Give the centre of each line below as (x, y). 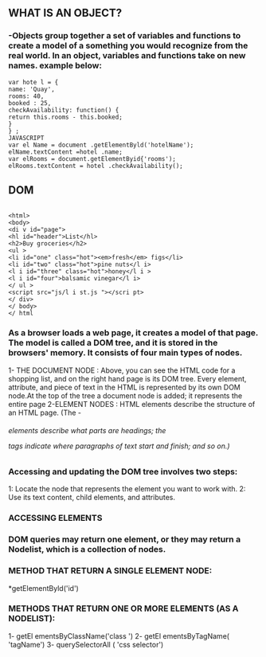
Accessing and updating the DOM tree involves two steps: (123, 471)
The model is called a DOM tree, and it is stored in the (113, 343)
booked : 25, (30, 103)
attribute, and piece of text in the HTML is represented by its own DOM (125, 387)
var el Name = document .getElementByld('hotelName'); (101, 145)
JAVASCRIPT (26, 138)
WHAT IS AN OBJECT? (65, 13)
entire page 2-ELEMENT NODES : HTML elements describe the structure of (132, 404)
